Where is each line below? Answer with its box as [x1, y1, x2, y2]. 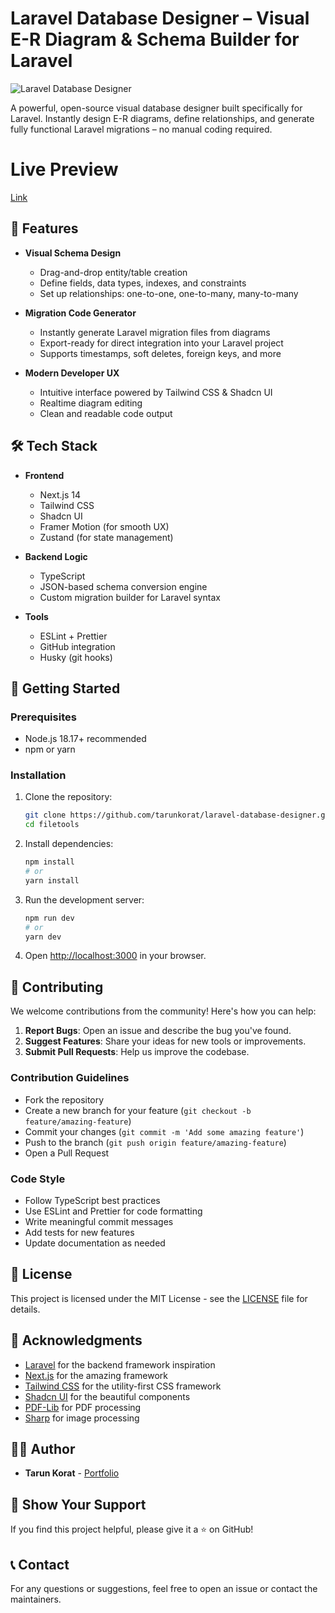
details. [10, 1303, 41, 1315]
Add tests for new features [24, 1226, 135, 1238]
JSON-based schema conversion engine [39, 580, 208, 592]
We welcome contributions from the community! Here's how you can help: [10, 1005, 317, 1017]
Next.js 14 [39, 488, 81, 501]
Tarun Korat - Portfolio [24, 1467, 120, 1479]
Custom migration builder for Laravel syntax [39, 591, 221, 603]
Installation [10, 768, 67, 782]
